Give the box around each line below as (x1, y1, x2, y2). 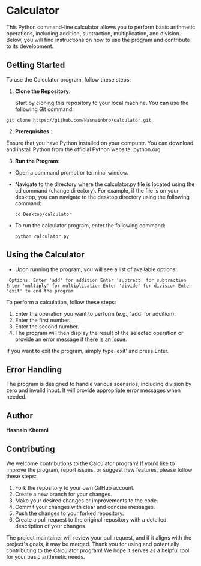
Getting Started (6, 60, 65, 70)
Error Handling (6, 364, 62, 375)
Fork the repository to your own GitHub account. (14, 484, 135, 491)
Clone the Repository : (14, 88, 71, 95)
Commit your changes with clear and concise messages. (14, 504, 155, 510)
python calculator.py (14, 233, 69, 239)
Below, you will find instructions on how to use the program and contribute (6, 36, 190, 43)
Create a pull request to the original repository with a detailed (14, 516, 167, 523)
